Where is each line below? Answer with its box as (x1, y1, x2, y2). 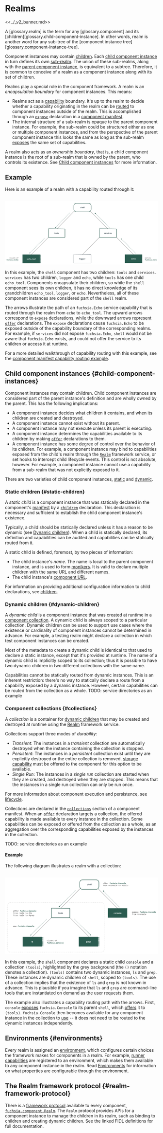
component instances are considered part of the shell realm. (5, 295, 128, 301)
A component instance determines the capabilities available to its (12, 430, 143, 436)
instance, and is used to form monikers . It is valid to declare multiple (12, 564, 148, 570)
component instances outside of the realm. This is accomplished (12, 108, 142, 114)
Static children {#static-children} (5, 488, 85, 495)
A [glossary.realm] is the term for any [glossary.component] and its (5, 28, 139, 34)
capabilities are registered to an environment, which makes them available (5, 1057, 153, 1063)
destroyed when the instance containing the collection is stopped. (12, 745, 144, 751)
